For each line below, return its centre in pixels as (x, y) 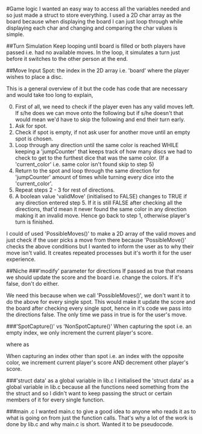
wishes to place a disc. (35, 77)
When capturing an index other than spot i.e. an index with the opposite (95, 356)
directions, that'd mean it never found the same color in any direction (101, 209)
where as (18, 344)
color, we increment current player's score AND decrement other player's (97, 362)
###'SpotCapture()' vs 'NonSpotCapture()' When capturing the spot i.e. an (99, 326)
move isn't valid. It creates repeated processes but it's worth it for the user (99, 253)
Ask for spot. (31, 126)
